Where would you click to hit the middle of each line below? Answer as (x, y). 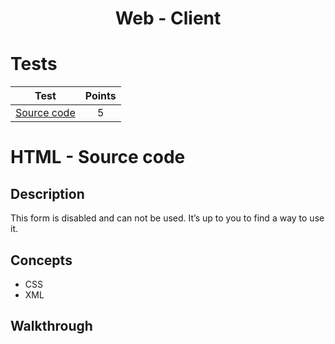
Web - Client (168, 18)
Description (47, 193)
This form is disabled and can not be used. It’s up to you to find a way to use (167, 218)
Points (100, 96)
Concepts (41, 260)
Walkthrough (51, 326)
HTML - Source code (98, 157)
